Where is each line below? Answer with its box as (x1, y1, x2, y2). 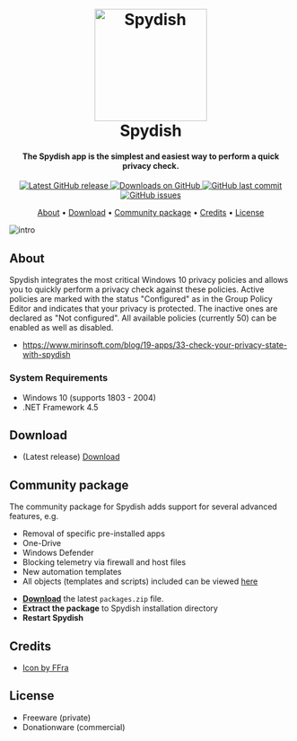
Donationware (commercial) (22, 721, 126, 732)
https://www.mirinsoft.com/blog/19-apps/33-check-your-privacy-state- (22, 340, 287, 350)
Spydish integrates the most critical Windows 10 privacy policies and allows (9, 275, 289, 286)
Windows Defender (22, 547, 94, 559)
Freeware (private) (22, 712, 92, 723)
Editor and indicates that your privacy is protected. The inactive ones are (9, 304, 278, 314)
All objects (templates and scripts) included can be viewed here (22, 576, 258, 587)
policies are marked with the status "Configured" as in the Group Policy (9, 294, 274, 304)
